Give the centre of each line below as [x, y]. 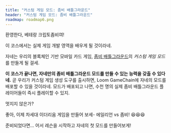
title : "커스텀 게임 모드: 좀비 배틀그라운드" [48, 10]
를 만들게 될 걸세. [23, 63]
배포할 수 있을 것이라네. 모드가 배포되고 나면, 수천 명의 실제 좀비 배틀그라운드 [82, 86]
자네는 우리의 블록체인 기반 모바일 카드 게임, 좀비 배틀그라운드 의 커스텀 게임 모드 [85, 56]
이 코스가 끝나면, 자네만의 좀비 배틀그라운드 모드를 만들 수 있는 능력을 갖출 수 [81, 74]
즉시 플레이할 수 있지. [49, 93]
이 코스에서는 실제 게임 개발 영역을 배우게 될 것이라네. [59, 46]
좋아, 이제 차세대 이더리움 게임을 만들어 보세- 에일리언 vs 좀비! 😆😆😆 [75, 115]
